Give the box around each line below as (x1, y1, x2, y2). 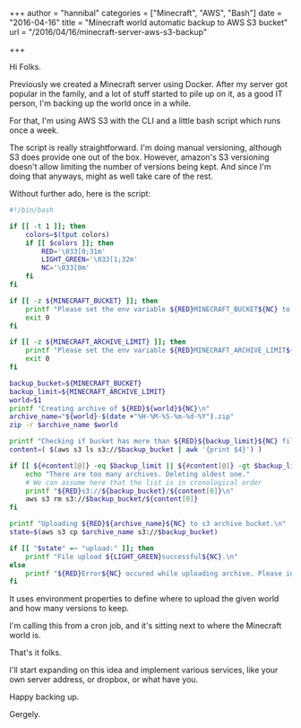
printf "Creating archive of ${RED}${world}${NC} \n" (9, 404, 211, 413)
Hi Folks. (9, 62, 42, 72)
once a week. (9, 125, 59, 136)
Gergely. (9, 709, 41, 720)
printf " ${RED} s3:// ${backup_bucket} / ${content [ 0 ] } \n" (25, 487, 235, 496)
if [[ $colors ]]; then (25, 238, 115, 248)
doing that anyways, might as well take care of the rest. (9, 171, 213, 181)
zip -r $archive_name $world (9, 421, 118, 430)
